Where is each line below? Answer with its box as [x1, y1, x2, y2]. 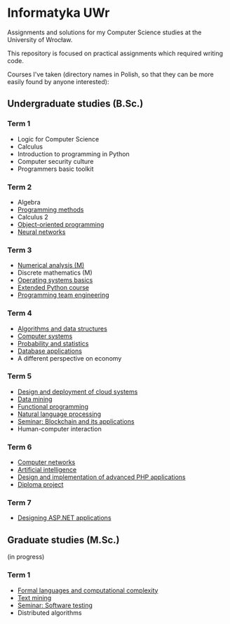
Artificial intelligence [17, 466, 77, 474]
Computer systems [17, 331, 73, 340]
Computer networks [17, 458, 76, 466]
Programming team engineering [17, 291, 110, 299]
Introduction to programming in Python [17, 149, 130, 158]
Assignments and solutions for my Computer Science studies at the [7, 28, 202, 36]
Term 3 [7, 245, 32, 255]
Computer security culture [17, 157, 94, 165]
